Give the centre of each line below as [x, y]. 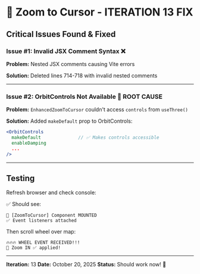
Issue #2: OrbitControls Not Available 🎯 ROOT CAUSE [84, 96]
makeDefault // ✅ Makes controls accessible [85, 138]
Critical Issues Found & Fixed [61, 34]
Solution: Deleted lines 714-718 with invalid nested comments [82, 75]
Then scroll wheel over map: [41, 232]
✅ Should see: [24, 204]
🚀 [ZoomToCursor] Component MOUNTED [51, 216]
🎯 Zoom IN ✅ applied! [34, 248]
